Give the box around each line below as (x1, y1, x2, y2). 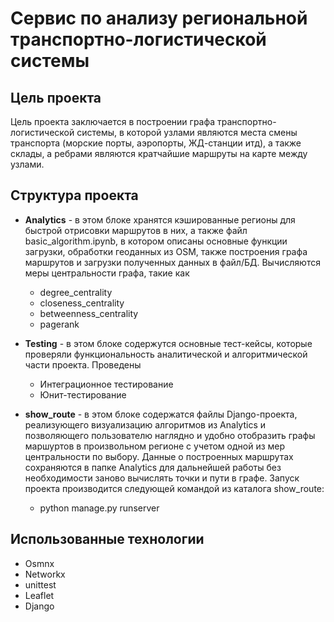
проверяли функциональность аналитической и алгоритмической (24, 348, 308, 360)
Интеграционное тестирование (39, 378, 174, 390)
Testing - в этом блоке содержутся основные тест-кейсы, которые (24, 337, 313, 349)
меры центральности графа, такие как (24, 267, 190, 279)
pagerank (39, 318, 80, 330)
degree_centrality (39, 286, 113, 298)
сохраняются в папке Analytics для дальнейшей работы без (24, 461, 282, 473)
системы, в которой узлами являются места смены (76, 127, 298, 138)
